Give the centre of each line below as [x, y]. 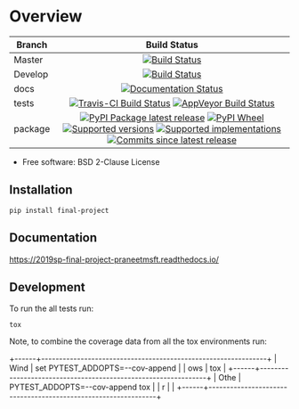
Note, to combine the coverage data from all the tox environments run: [138, 341]
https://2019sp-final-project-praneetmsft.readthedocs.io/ [114, 259]
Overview [46, 16]
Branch [32, 45]
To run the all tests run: [52, 308]
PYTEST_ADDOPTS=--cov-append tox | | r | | [92, 387]
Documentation [53, 238]
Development [48, 287]
